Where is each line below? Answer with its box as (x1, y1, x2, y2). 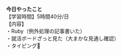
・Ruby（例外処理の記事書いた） (6, 27, 86, 35)
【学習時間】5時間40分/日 (6, 13, 69, 20)
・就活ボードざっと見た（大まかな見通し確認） (6, 35, 119, 42)
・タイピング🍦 (6, 42, 41, 49)
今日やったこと (6, 6, 42, 12)
